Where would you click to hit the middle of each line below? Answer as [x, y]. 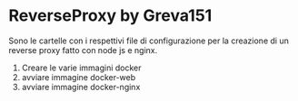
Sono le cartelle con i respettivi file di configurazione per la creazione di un [149, 41]
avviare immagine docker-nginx [81, 87]
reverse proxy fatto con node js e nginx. [83, 50]
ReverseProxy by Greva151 [110, 16]
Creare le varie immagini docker [81, 68]
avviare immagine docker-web [79, 77]
